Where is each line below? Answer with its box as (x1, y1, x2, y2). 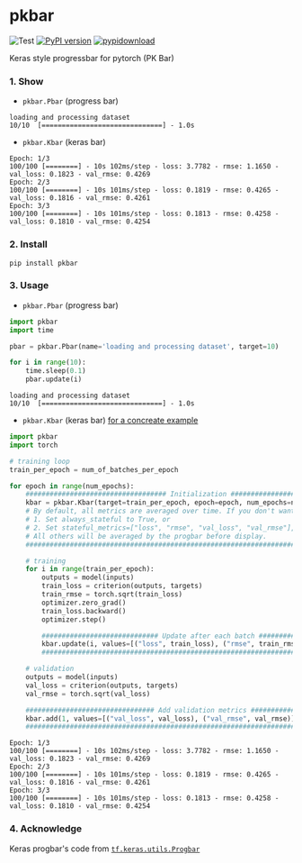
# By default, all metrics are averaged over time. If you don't (25, 506, 276, 516)
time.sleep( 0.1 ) (25, 367, 87, 376)
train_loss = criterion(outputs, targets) (41, 582, 203, 591)
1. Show (9, 75, 44, 87)
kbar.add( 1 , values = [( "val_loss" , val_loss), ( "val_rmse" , (25, 713, 252, 723)
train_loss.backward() (41, 606, 127, 615)
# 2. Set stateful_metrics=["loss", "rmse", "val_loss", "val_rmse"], (25, 523, 296, 532)
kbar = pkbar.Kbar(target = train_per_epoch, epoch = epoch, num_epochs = (25, 498, 292, 507)
